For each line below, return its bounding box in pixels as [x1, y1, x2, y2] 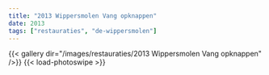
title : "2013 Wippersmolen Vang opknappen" [8, 11, 158, 20]
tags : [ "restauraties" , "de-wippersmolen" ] [8, 27, 158, 35]
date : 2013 [8, 19, 45, 27]
